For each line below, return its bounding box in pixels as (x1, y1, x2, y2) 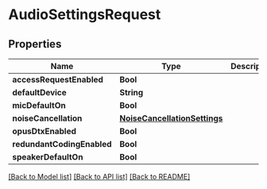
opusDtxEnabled (12, 125, 77, 137)
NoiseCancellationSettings (119, 113, 223, 124)
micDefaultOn (12, 100, 66, 110)
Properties (8, 37, 62, 51)
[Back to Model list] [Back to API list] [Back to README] (8, 172, 191, 181)
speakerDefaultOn (12, 152, 83, 162)
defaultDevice (12, 87, 68, 98)
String (119, 87, 144, 98)
